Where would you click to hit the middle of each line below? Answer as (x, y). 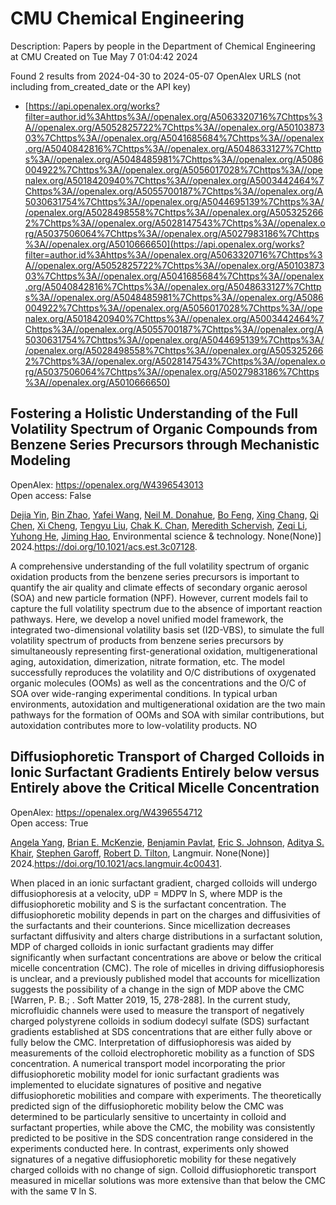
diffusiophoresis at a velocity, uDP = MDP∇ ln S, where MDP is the (146, 893)
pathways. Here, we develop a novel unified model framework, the (147, 619)
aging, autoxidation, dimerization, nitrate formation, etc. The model (147, 661)
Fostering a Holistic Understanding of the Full (154, 413)
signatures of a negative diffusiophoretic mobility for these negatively (153, 1159)
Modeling (40, 460)
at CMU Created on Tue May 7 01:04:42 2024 (104, 56)
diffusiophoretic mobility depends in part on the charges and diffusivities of (166, 914)
